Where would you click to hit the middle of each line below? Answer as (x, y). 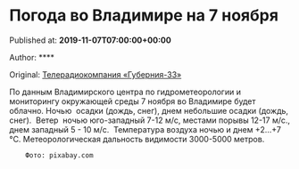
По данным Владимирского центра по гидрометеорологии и (125, 92)
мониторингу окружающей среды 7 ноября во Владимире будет (133, 101)
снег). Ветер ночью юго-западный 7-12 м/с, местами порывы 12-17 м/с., (150, 120)
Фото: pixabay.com (59, 155)
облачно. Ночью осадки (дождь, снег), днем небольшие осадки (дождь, (149, 110)
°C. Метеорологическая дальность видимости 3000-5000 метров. (137, 139)
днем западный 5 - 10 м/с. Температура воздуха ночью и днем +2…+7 (145, 129)
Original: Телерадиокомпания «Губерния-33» (96, 74)
